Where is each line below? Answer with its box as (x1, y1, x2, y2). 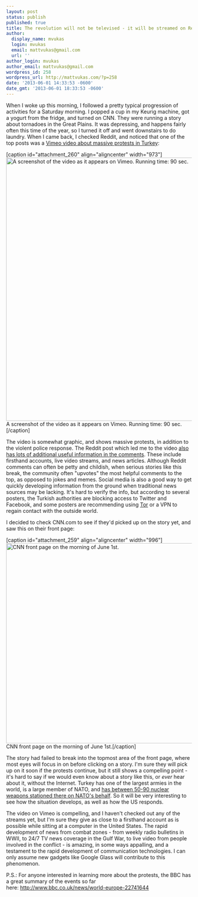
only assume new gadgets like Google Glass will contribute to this (6, 853, 166, 860)
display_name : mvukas (11, 36, 65, 42)
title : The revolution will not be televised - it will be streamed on (6, 25, 186, 31)
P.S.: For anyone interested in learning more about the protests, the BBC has (6, 871, 192, 878)
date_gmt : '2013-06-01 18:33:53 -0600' (6, 86, 104, 92)
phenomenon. (6, 860, 40, 867)
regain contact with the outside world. (6, 507, 98, 514)
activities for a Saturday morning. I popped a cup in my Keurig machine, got (6, 108, 190, 115)
